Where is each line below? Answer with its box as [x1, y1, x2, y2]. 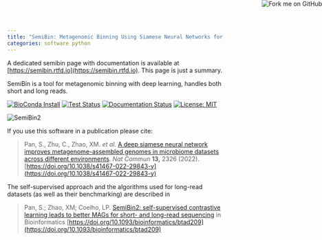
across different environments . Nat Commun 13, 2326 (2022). [23, 155, 200, 163]
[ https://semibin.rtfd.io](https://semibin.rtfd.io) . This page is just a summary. [7, 66, 223, 74]
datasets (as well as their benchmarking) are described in [7, 190, 171, 198]
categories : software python [7, 40, 91, 47]
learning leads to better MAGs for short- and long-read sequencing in [23, 210, 222, 219]
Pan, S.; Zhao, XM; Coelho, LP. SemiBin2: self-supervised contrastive [23, 203, 221, 211]
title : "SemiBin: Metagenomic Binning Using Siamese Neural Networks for [7, 33, 224, 41]
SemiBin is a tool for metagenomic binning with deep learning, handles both [7, 79, 222, 87]
